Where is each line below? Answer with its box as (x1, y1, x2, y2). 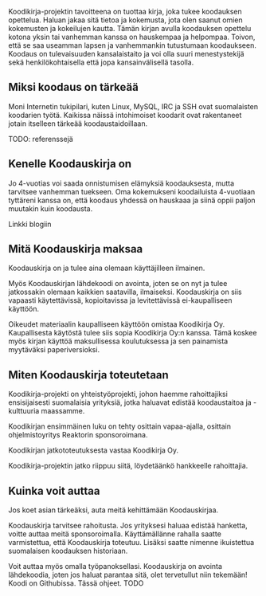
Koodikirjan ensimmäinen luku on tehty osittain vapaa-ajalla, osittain (8, 422, 232, 431)
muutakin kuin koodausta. (8, 203, 93, 214)
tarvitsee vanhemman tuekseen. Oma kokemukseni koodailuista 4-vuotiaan (8, 186, 256, 196)
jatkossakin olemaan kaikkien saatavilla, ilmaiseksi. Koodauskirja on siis (8, 287, 242, 297)
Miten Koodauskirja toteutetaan (8, 368, 169, 382)
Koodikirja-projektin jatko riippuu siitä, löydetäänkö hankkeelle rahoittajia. (8, 461, 248, 471)
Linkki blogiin (8, 219, 52, 229)
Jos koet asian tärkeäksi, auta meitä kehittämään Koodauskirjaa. (8, 505, 219, 515)
